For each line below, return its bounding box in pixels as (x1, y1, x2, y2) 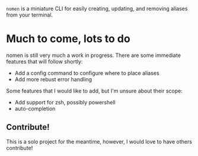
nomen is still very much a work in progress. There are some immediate (6, 52, 181, 59)
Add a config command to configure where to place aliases (14, 69, 159, 77)
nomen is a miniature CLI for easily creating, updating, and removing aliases (6, 5, 188, 12)
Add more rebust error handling (14, 75, 92, 82)
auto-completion (14, 105, 56, 112)
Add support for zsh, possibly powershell (14, 98, 116, 106)
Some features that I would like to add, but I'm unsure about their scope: (6, 87, 183, 94)
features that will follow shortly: (6, 58, 83, 65)
